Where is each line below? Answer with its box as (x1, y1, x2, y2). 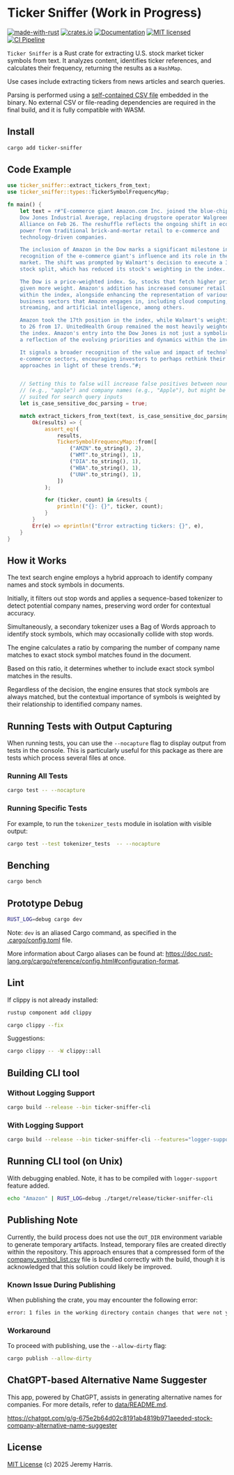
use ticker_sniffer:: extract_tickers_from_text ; (7, 182, 151, 189)
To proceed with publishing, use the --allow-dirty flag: (7, 1342, 167, 1350)
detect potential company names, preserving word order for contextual (7, 601, 211, 610)
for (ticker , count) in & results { (44, 497, 148, 504)
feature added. (7, 1181, 50, 1190)
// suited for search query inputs (19, 394, 123, 400)
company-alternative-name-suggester (7, 1421, 118, 1430)
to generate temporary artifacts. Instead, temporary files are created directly (7, 1240, 226, 1248)
